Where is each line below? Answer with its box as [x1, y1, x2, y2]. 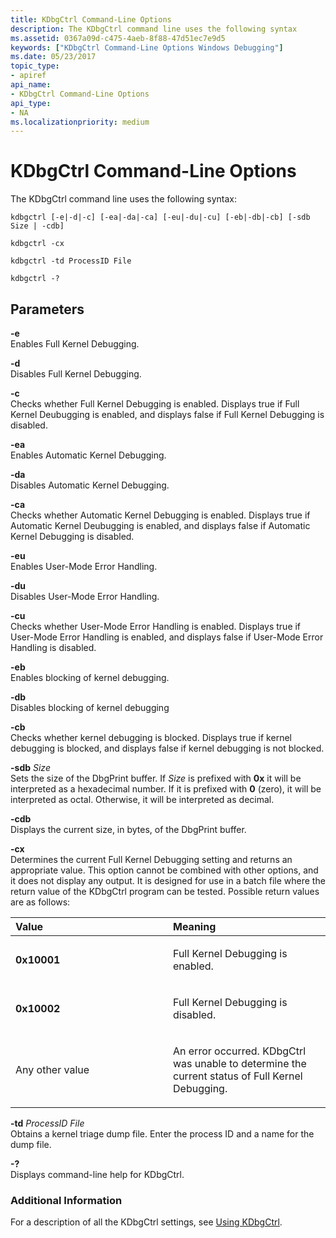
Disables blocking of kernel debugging [10, 702, 170, 713]
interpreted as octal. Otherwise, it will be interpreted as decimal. [10, 794, 275, 805]
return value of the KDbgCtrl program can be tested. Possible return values [10, 886, 320, 897]
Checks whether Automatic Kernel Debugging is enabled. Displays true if [10, 509, 311, 521]
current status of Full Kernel [173, 1069, 303, 1083]
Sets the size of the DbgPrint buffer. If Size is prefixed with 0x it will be [10, 772, 302, 784]
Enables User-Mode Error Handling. [10, 561, 158, 572]
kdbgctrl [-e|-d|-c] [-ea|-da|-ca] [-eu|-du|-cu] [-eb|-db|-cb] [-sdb [10, 212, 311, 223]
